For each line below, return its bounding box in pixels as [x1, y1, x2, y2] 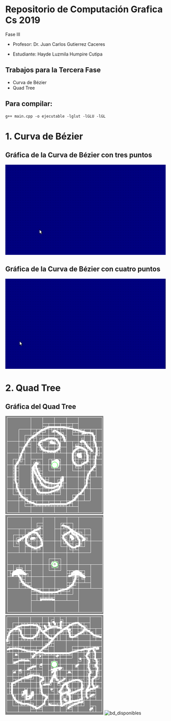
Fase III [5, 31, 20, 37]
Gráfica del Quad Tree [5, 402, 76, 411]
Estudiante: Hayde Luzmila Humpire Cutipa [12, 51, 103, 57]
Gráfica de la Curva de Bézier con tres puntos [5, 151, 153, 159]
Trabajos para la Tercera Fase [5, 66, 101, 74]
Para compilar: [5, 99, 52, 108]
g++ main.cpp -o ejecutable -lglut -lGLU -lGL [5, 114, 106, 119]
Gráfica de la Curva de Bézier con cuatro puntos [5, 265, 161, 274]
